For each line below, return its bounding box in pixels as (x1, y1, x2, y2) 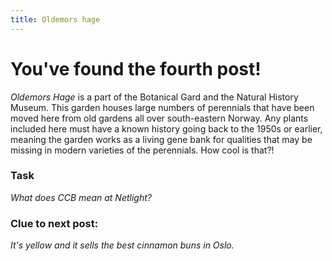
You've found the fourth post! (10, 57, 262, 80)
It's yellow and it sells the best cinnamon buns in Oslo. (10, 239, 235, 251)
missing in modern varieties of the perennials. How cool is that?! (10, 144, 275, 156)
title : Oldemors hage (10, 14, 101, 25)
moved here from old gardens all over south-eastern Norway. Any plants (10, 112, 309, 124)
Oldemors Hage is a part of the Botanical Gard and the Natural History (10, 91, 299, 103)
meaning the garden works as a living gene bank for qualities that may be (10, 133, 313, 145)
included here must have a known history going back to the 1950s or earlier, (10, 122, 323, 135)
